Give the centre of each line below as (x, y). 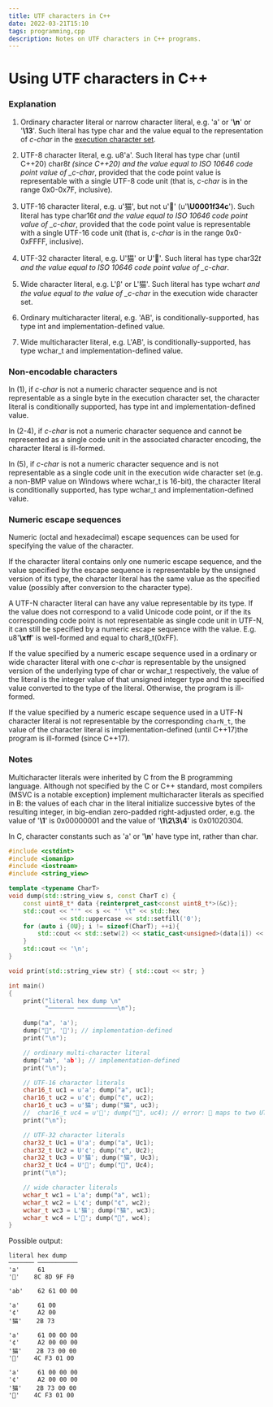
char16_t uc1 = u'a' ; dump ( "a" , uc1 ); (89, 1090)
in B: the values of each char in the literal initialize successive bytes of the (132, 803)
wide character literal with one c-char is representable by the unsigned (127, 662)
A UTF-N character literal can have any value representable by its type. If (131, 603)
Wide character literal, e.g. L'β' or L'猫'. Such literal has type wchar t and (140, 284)
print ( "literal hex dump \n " (72, 1001)
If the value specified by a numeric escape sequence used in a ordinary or (133, 654)
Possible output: (36, 1241)
